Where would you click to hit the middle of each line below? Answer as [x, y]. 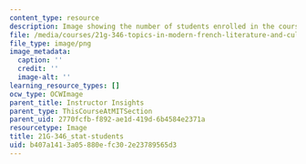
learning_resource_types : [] [65, 86]
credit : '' [38, 69]
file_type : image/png [51, 43]
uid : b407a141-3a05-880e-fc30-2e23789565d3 [93, 145]
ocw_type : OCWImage [46, 94]
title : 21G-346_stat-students [67, 137]
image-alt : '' [44, 77]
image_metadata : [40, 52]
